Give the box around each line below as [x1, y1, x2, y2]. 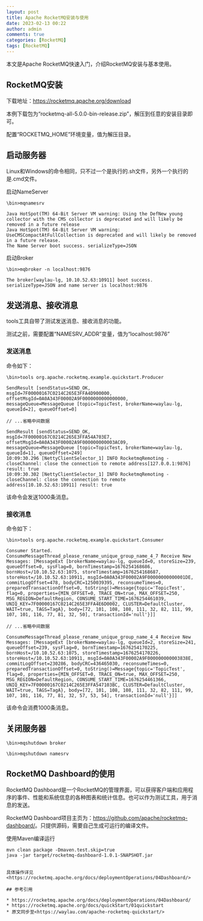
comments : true [6, 32, 45, 38]
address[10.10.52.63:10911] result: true [6, 482, 113, 488]
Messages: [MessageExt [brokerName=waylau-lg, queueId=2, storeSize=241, [6, 639, 197, 645]
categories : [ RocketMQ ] [6, 37, 67, 43]
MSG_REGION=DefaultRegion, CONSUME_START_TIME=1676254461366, [6, 676, 167, 683]
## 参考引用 [6, 886, 33, 892]
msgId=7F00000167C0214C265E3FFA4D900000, [6, 390, 113, 396]
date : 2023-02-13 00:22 [6, 20, 67, 26]
